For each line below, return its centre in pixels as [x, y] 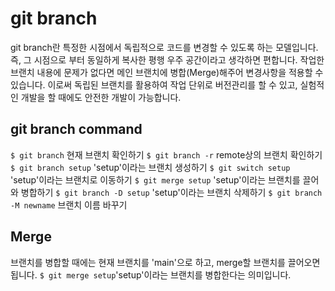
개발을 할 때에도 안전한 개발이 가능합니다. [101, 97]
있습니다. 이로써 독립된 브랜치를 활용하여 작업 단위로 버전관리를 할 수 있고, [154, 84]
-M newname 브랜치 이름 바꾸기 [69, 204]
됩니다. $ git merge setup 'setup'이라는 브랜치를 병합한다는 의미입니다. [151, 274]
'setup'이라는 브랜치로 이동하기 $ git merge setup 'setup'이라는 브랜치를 [155, 179]
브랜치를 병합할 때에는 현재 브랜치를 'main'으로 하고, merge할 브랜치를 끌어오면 [165, 262]
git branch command [76, 129]
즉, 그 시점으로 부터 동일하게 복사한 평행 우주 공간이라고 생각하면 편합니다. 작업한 [167, 59]
